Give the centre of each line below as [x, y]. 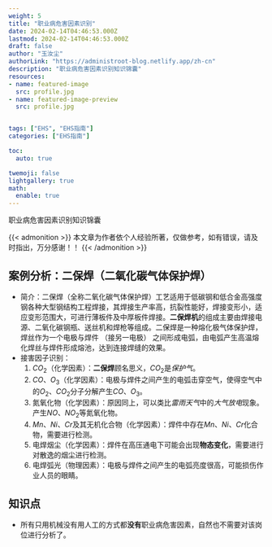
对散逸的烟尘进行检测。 [71, 455]
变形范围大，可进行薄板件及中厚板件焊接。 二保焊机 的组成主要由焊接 [141, 317]
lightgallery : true [41, 181]
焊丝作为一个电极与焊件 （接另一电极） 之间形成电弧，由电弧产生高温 [136, 337]
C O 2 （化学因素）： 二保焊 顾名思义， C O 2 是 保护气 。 [116, 369]
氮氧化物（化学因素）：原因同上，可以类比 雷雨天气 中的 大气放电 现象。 [148, 403]
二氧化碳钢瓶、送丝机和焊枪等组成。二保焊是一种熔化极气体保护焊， [148, 327]
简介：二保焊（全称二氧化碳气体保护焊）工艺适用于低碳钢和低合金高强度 [141, 296]
